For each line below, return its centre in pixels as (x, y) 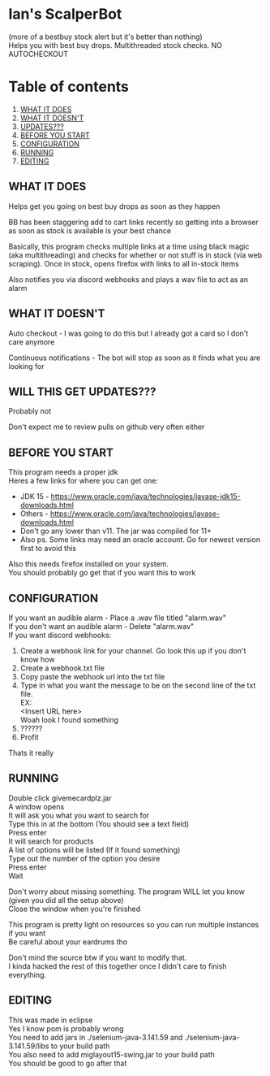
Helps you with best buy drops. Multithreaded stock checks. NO (116, 45)
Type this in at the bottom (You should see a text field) (99, 824)
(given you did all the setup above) (66, 900)
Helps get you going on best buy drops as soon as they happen (114, 206)
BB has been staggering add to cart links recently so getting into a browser (134, 222)
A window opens (36, 806)
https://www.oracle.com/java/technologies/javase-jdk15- (146, 497)
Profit (29, 737)
